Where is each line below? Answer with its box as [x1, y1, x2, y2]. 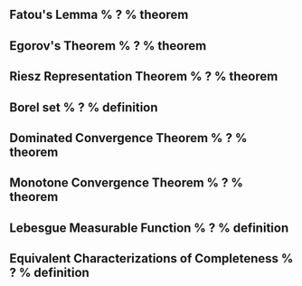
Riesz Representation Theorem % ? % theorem [9, 69, 278, 84]
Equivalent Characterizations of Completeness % [9, 251, 294, 266]
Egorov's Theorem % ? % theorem [9, 38, 207, 53]
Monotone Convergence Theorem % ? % [9, 176, 244, 191]
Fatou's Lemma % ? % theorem [9, 7, 189, 23]
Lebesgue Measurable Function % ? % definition [9, 220, 289, 235]
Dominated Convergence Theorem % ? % [9, 130, 248, 146]
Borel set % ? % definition [9, 100, 158, 115]
